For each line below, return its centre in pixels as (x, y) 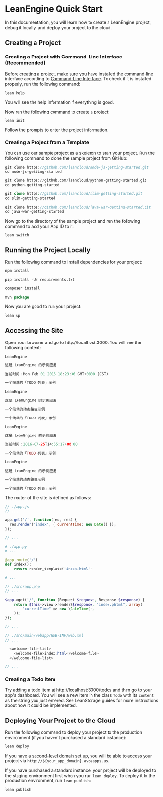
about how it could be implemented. (41, 705)
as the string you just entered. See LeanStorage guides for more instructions (82, 700)
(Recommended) (25, 63)
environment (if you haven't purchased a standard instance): (66, 738)
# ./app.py (16, 547)
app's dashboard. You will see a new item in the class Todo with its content (80, 695)
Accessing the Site (34, 331)
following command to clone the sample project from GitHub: (66, 158)
